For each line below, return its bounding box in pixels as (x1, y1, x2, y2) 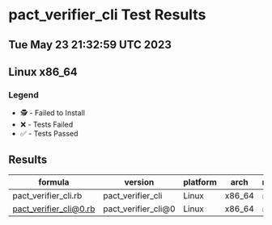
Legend (8, 89, 39, 100)
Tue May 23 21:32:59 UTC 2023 (8, 38, 172, 52)
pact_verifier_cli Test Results (8, 6, 206, 24)
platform (183, 177, 217, 188)
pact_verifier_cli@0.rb (12, 203, 96, 215)
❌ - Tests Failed (19, 119, 74, 130)
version (124, 177, 155, 188)
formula (38, 177, 70, 188)
